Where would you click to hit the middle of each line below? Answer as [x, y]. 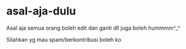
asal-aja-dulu [41, 11]
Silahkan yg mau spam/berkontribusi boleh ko [64, 39]
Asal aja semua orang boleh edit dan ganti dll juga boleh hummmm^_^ [93, 28]
